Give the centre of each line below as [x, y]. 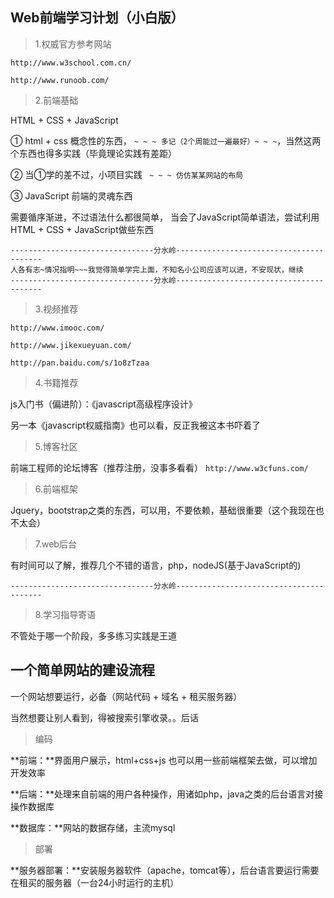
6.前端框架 [56, 489]
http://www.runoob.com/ [60, 80]
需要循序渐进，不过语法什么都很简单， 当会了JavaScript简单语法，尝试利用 [165, 217]
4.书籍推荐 [56, 382]
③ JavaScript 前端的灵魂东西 [71, 195]
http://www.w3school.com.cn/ [71, 63]
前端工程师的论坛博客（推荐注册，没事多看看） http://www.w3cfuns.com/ [159, 467]
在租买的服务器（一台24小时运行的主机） [95, 882]
